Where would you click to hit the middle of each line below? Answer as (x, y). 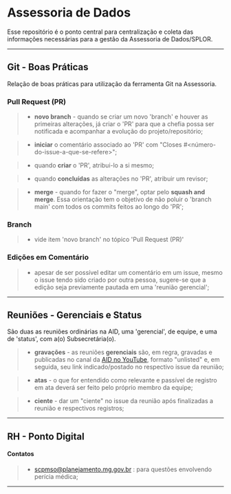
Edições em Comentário (48, 258)
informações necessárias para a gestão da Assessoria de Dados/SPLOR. (110, 39)
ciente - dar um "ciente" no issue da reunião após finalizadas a (124, 401)
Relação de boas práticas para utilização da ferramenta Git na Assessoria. (112, 83)
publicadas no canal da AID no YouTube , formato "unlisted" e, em (127, 360)
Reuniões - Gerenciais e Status (75, 315)
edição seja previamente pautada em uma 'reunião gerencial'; (122, 287)
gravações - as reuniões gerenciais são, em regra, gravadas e (123, 352)
